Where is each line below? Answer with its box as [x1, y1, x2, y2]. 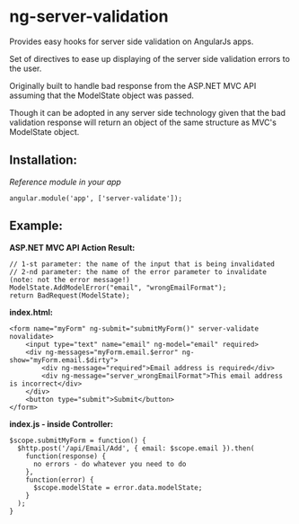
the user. [9, 63, 42, 74]
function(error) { [25, 475, 94, 484]
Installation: [9, 153, 78, 168]
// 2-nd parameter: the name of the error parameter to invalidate [9, 267, 268, 276]
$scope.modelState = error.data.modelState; [32, 483, 203, 492]
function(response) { [25, 451, 106, 460]
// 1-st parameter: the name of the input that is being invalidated [9, 259, 276, 269]
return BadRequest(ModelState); [9, 290, 130, 300]
